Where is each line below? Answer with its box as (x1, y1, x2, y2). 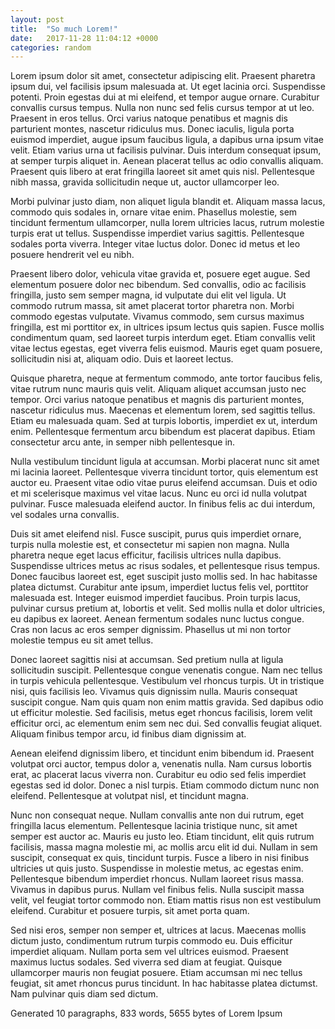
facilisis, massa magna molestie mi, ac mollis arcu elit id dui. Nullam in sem (10, 841, 318, 853)
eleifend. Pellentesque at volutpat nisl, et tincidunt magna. (10, 790, 249, 802)
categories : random (10, 42, 92, 53)
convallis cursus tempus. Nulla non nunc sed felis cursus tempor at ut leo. (10, 102, 315, 114)
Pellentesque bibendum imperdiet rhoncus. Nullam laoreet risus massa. (10, 873, 305, 885)
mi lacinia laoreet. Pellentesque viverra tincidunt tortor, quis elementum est (10, 466, 318, 478)
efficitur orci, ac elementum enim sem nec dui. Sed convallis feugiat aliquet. (10, 717, 323, 730)
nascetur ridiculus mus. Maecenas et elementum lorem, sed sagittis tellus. (10, 404, 316, 416)
